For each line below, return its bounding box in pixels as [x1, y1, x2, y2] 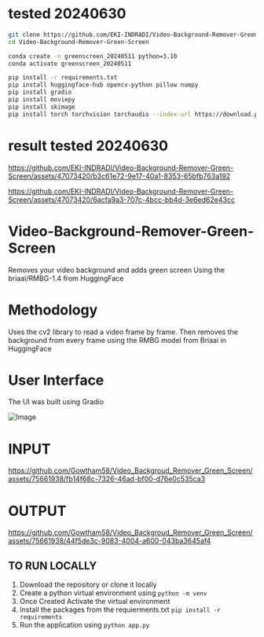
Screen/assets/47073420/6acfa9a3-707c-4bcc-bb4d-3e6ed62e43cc [8, 194, 236, 204]
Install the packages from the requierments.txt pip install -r [19, 605, 222, 614]
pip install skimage [8, 103, 76, 111]
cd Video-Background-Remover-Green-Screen [8, 38, 149, 46]
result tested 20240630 [8, 137, 169, 154]
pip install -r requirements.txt [8, 74, 118, 82]
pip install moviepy [8, 96, 76, 104]
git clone [8, 31, 41, 39]
